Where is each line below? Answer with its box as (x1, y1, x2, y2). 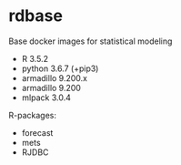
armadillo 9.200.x (21, 72, 88, 83)
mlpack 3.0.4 (21, 92, 72, 103)
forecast (21, 127, 54, 138)
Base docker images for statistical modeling (8, 36, 173, 46)
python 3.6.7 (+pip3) (21, 63, 99, 74)
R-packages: (8, 109, 56, 120)
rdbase (8, 5, 63, 26)
